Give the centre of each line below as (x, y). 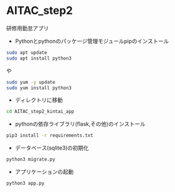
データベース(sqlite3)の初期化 (52, 148)
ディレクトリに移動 (39, 100)
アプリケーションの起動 (44, 172)
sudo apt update (27, 52)
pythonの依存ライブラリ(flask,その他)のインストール (80, 124)
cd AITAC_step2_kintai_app (40, 112)
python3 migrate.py (31, 159)
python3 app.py (25, 183)
